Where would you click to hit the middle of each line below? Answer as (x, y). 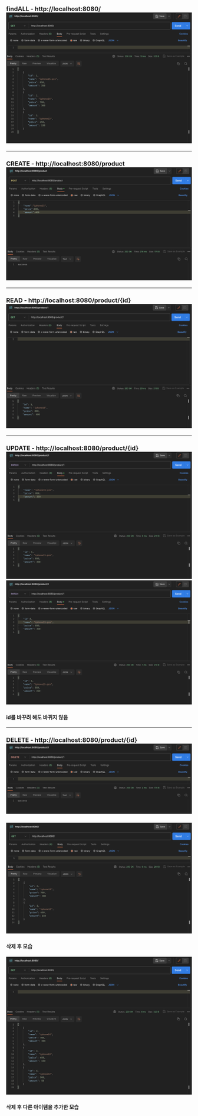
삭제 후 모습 (19, 946)
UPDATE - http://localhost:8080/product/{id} (72, 448)
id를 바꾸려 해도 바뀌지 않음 (37, 717)
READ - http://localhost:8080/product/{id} (69, 300)
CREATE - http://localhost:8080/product (65, 163)
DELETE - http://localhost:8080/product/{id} (72, 740)
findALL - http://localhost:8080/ (54, 9)
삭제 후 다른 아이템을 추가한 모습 (42, 1107)
